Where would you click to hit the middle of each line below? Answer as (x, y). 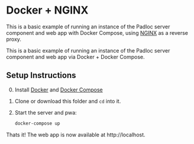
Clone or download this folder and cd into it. (68, 101)
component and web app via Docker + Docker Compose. (75, 57)
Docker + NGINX (47, 10)
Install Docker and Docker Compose (59, 90)
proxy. (14, 39)
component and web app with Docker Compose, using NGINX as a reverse (97, 32)
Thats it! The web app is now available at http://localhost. (76, 135)
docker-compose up (37, 123)
